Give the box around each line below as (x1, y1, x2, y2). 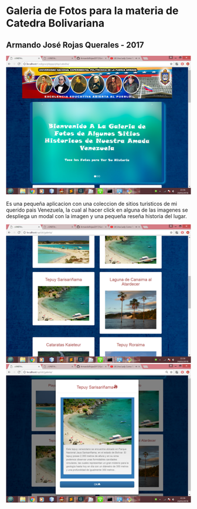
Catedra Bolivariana (6, 16, 104, 30)
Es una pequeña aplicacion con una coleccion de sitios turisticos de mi (6, 201, 178, 207)
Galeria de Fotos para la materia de (6, 4, 179, 18)
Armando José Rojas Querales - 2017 (6, 40, 145, 50)
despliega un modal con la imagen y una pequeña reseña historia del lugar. (6, 213, 188, 219)
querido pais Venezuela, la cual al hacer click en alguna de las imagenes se (6, 206, 188, 213)
